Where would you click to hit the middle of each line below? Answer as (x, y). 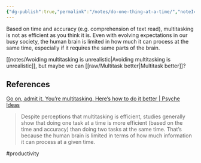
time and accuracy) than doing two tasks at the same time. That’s (101, 130)
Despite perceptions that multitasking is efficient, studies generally (103, 116)
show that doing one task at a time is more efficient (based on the (102, 123)
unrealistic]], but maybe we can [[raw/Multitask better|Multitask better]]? (96, 66)
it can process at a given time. (58, 142)
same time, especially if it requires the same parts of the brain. (83, 48)
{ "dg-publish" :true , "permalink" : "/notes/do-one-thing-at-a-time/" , (92, 12)
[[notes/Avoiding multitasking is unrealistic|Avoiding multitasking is (89, 59)
